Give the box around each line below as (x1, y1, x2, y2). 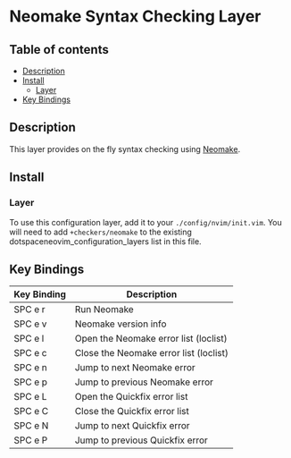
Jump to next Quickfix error (74, 420, 190, 432)
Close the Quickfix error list (74, 405, 189, 418)
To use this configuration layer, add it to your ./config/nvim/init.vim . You (9, 216, 283, 227)
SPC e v (13, 318, 47, 330)
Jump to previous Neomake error (74, 376, 214, 388)
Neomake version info (74, 318, 167, 330)
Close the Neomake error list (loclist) (74, 347, 229, 360)
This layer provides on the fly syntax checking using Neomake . (9, 143, 241, 154)
